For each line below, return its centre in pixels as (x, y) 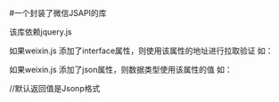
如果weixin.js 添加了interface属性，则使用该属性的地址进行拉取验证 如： (141, 51)
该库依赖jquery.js (41, 32)
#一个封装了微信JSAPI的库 (58, 13)
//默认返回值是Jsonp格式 (55, 88)
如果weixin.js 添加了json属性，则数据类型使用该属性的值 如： (121, 70)
